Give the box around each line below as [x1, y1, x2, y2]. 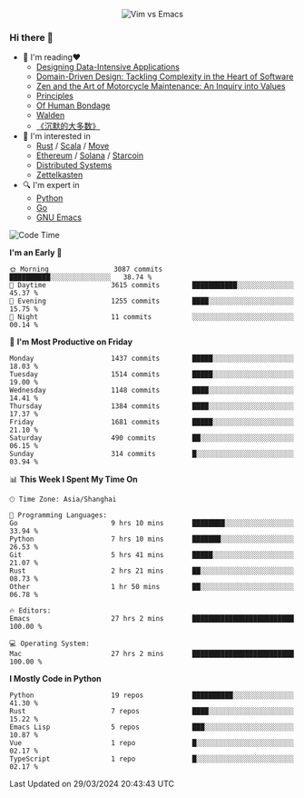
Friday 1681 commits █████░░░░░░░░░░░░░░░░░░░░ [9, 418, 295, 427]
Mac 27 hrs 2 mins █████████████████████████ [9, 650, 295, 659]
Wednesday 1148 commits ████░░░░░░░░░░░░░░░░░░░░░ [9, 386, 295, 395]
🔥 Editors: [9, 606, 52, 615]
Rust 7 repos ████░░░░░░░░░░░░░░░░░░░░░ [9, 707, 295, 716]
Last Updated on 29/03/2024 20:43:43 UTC [9, 778, 175, 790]
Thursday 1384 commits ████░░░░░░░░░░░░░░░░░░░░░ [9, 402, 295, 411]
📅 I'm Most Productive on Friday [9, 336, 133, 347]
